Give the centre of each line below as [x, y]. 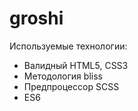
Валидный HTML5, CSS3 [76, 65]
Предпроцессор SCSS [71, 86]
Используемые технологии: [68, 46]
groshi [36, 18]
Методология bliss [63, 76]
